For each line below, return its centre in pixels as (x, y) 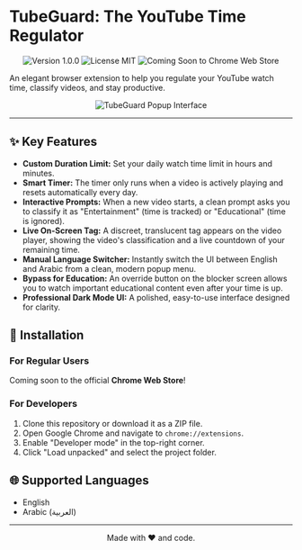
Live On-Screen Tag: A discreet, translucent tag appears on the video (152, 230)
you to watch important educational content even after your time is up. (152, 288)
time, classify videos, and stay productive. (88, 87)
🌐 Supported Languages (80, 480)
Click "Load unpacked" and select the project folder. (120, 452)
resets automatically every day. (80, 192)
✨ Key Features (53, 142)
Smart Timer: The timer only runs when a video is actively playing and (153, 183)
